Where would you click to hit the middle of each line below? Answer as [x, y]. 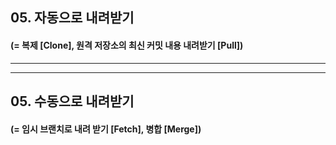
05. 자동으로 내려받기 [72, 18]
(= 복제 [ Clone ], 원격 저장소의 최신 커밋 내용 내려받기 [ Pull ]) [127, 45]
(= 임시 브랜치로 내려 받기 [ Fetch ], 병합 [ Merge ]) [106, 129]
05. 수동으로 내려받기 [72, 101]
